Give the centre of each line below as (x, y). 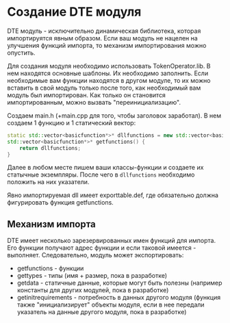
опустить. (21, 53)
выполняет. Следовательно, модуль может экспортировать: (95, 255)
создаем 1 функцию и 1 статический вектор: (72, 122)
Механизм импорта (51, 224)
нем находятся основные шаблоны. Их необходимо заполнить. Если (108, 73)
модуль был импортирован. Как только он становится (87, 95)
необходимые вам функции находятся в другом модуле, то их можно (109, 80)
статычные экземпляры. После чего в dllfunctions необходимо (101, 175)
